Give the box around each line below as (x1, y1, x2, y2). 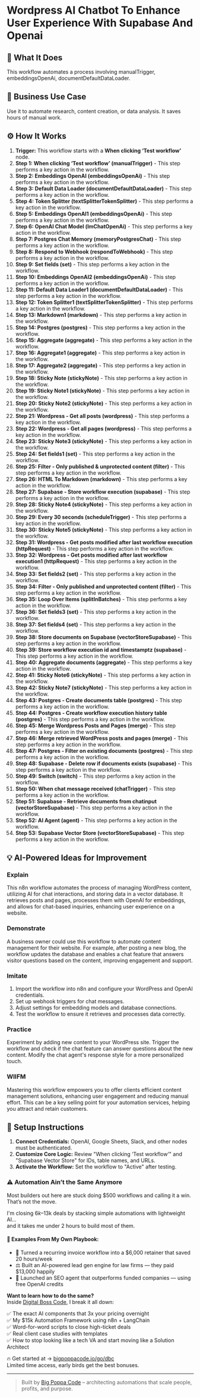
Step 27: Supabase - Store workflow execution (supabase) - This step (15, 488, 191, 495)
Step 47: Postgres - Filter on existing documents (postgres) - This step (15, 747, 193, 754)
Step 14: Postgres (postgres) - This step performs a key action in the (15, 323, 186, 331)
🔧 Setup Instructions (7, 1122, 84, 1132)
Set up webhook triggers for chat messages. (15, 997, 125, 1005)
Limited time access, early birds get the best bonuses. (7, 1361, 139, 1368)
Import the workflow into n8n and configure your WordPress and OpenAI (15, 985, 193, 992)
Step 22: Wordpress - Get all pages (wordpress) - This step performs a (15, 425, 192, 432)
